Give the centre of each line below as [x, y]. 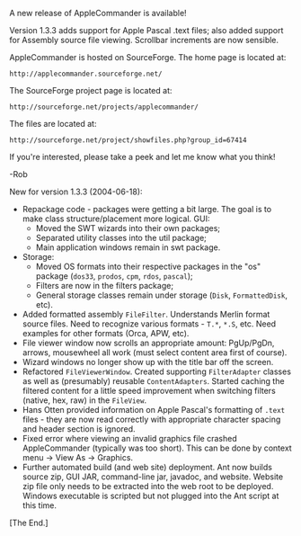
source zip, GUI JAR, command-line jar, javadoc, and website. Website [153, 477]
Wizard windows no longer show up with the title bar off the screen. [148, 362]
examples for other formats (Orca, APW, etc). [106, 333]
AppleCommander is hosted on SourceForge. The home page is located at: [148, 57]
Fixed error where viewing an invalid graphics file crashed [129, 438]
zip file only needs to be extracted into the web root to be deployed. [148, 486]
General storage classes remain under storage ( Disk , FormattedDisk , [161, 295]
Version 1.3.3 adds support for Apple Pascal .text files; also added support [146, 30]
